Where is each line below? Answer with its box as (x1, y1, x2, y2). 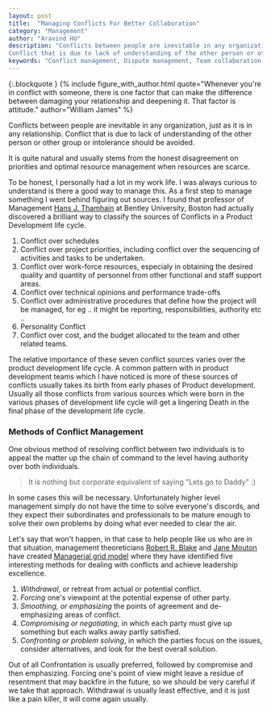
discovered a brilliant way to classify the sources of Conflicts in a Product (8, 212, 252, 221)
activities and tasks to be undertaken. (19, 253, 145, 262)
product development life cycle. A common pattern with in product (8, 362, 229, 372)
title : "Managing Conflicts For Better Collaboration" (8, 19, 200, 27)
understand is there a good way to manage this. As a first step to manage (8, 186, 252, 195)
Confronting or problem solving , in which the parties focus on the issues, (19, 635, 263, 646)
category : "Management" (8, 27, 89, 35)
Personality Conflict (19, 321, 86, 331)
